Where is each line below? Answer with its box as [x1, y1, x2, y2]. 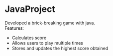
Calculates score [11, 35, 47, 41]
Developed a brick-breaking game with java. [4, 20, 96, 26]
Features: [4, 25, 24, 31]
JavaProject [4, 3, 55, 15]
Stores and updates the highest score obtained [11, 45, 109, 51]
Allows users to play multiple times [11, 40, 83, 46]
